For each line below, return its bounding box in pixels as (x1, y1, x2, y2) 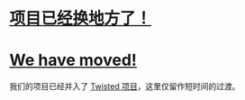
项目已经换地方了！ (9, 8, 152, 29)
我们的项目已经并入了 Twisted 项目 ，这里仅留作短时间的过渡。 (9, 81, 240, 92)
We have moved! (9, 50, 138, 70)
